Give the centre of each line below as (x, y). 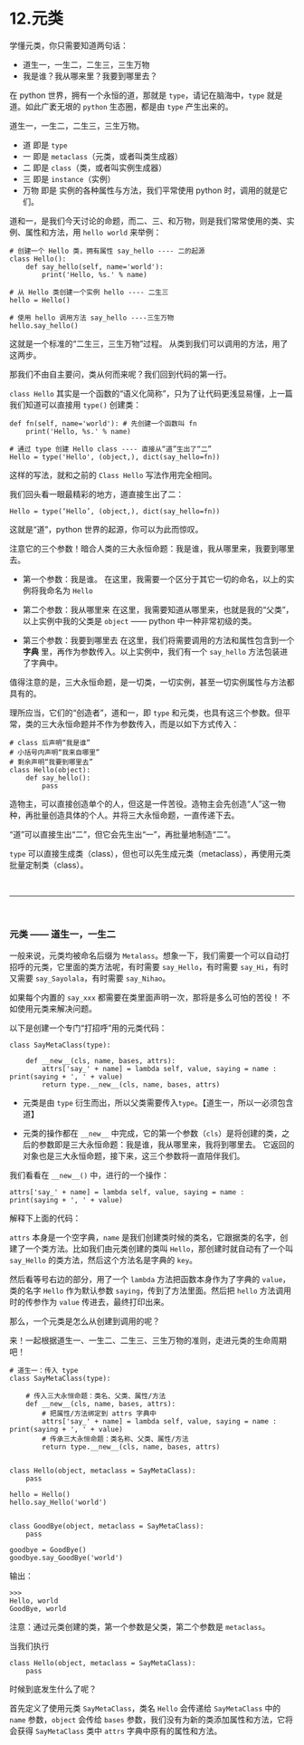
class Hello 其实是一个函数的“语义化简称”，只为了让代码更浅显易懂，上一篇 (152, 393)
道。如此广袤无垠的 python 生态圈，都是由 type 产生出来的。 (121, 106)
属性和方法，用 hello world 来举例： (93, 232)
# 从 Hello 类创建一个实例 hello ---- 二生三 (89, 292)
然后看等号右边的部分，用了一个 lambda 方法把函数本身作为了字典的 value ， (150, 1280)
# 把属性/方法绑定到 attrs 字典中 (99, 1414)
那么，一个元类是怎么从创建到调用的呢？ (85, 1321)
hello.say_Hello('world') (58, 1503)
